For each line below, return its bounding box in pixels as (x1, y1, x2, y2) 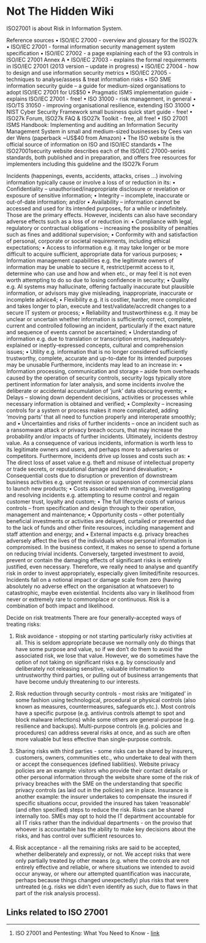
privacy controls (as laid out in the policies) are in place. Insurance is (15, 786, 189, 793)
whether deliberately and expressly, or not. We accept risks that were (15, 850, 191, 858)
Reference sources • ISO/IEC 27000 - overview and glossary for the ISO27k (6, 36, 198, 44)
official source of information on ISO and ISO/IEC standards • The (6, 140, 172, 148)
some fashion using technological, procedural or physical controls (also (15, 696, 196, 703)
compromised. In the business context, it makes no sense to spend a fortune (6, 543, 200, 551)
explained (6, 342, 31, 349)
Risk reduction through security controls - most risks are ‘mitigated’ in (15, 690, 192, 697)
